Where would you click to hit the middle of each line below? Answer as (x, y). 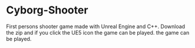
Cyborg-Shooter (47, 10)
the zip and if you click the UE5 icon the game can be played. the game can (98, 32)
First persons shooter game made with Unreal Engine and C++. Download (96, 26)
